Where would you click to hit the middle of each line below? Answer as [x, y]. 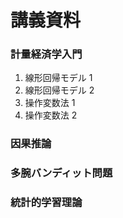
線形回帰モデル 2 [59, 90]
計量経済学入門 [46, 54]
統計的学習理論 [46, 203]
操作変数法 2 [51, 115]
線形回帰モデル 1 [58, 78]
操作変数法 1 [50, 103]
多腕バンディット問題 [61, 173]
